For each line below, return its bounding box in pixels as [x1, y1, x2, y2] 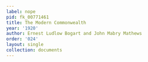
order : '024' [6, 36, 39, 42]
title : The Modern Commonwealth [6, 19, 86, 25]
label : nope [6, 8, 36, 15]
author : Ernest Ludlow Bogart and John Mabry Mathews [6, 31, 143, 37]
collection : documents [6, 47, 62, 53]
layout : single [6, 42, 44, 48]
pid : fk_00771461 [6, 14, 49, 20]
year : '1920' [6, 25, 39, 31]
